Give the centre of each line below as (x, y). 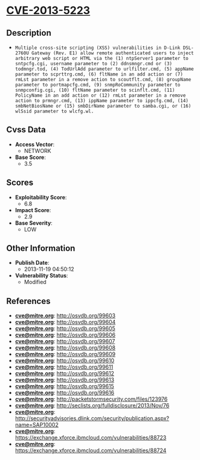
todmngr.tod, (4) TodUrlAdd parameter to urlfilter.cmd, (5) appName (105, 69)
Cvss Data (26, 130)
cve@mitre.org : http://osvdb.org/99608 (65, 348)
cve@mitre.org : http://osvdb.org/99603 (65, 316)
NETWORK (37, 151)
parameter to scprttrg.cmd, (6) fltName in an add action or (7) (99, 74)
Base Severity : (34, 223)
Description (29, 33)
